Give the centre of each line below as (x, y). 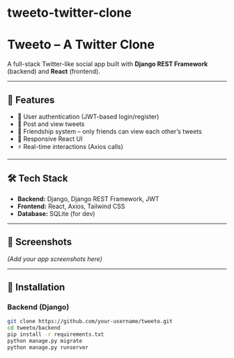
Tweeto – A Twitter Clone (81, 45)
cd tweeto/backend (34, 328)
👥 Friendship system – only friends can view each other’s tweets (109, 131)
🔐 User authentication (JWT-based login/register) (88, 116)
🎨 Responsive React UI (50, 139)
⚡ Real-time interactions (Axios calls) (70, 146)
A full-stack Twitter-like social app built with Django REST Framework (108, 64)
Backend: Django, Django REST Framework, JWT (88, 199)
